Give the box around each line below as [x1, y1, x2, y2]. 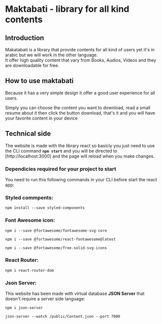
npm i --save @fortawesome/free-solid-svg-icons [5, 245, 107, 250]
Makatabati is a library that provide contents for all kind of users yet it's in [5, 47, 155, 52]
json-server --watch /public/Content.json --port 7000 [5, 314, 121, 319]
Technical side [5, 129, 51, 138]
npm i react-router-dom [5, 268, 54, 273]
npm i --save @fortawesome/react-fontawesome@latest [5, 237, 116, 242]
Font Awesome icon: [5, 217, 55, 224]
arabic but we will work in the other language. [5, 52, 98, 58]
